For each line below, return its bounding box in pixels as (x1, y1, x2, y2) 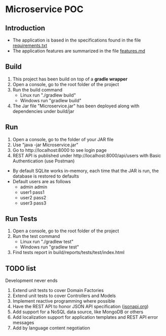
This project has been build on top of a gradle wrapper (12, 76, 128, 82)
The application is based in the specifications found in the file (12, 37, 141, 43)
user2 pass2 (20, 194, 47, 200)
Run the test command (12, 233, 60, 239)
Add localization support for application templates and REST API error (12, 314, 158, 320)
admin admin (20, 184, 48, 190)
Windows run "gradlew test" (20, 244, 79, 250)
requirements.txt (12, 43, 48, 49)
